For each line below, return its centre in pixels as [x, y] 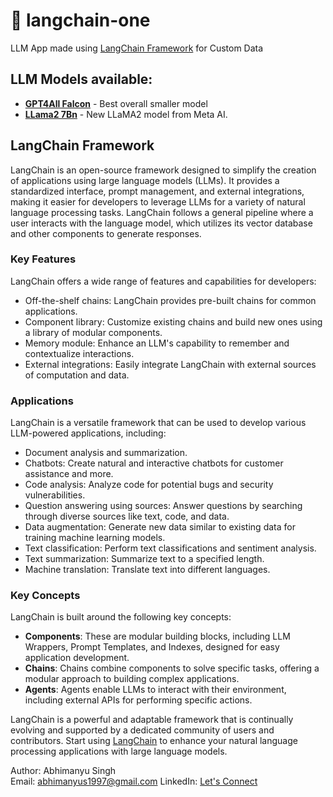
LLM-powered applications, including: [88, 433]
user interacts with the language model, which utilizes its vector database [161, 223]
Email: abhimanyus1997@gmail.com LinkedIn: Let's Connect [134, 781]
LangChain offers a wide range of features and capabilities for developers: [163, 281]
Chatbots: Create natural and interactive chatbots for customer [154, 463]
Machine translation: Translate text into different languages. [147, 570]
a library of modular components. [93, 332]
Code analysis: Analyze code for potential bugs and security [149, 485]
